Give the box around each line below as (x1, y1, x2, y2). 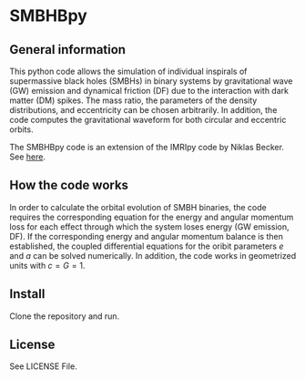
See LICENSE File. (9, 361, 77, 372)
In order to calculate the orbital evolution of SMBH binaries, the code (9, 201, 267, 212)
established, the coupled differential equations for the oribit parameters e (9, 241, 284, 251)
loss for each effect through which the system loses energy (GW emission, (9, 220, 290, 232)
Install (9, 286, 46, 302)
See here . (9, 151, 46, 162)
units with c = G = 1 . (9, 260, 86, 271)
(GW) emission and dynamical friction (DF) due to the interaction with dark (9, 86, 290, 96)
